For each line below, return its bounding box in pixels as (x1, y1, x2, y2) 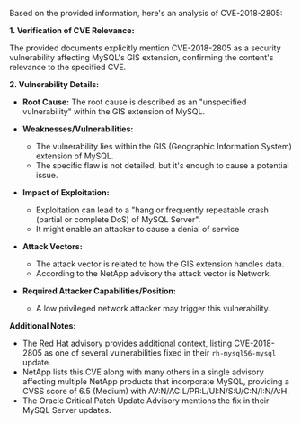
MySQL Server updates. (22, 405, 111, 415)
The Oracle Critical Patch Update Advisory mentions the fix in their (22, 395, 270, 406)
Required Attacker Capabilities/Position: (22, 285, 177, 296)
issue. (35, 170, 58, 180)
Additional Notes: (9, 320, 76, 331)
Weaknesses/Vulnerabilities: (22, 123, 134, 134)
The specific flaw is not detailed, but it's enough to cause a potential (35, 160, 289, 170)
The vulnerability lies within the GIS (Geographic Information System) (35, 141, 292, 151)
